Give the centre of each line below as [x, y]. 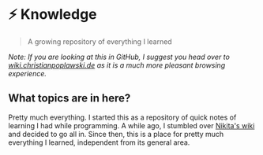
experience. [28, 73]
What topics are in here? [70, 98]
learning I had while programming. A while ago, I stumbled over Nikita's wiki [131, 125]
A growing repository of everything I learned [100, 41]
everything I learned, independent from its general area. [99, 142]
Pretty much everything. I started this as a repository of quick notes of [122, 117]
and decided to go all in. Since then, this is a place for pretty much [116, 134]
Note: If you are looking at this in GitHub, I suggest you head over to [119, 57]
